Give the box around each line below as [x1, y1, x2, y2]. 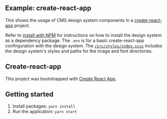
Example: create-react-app [5, 4, 91, 12]
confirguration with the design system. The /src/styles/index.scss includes [5, 42, 163, 49]
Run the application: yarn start [12, 109, 77, 115]
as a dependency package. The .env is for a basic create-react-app [5, 37, 145, 43]
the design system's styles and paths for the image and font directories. [5, 48, 153, 54]
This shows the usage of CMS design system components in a [5, 17, 134, 23]
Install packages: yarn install [12, 103, 76, 109]
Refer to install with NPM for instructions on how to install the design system [5, 32, 162, 38]
